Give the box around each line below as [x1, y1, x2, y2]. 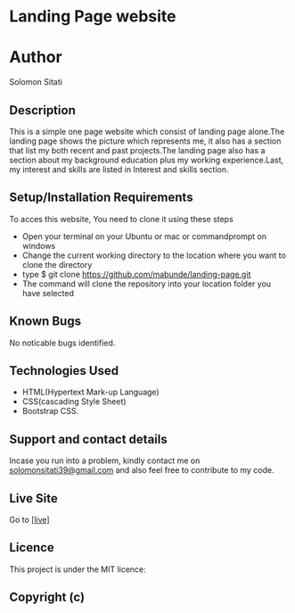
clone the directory [21, 259, 93, 269]
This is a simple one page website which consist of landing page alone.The [9, 126, 285, 137]
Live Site [9, 491, 58, 506]
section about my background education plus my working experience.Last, [9, 154, 284, 165]
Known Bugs [9, 314, 82, 329]
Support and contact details [9, 431, 168, 447]
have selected [21, 287, 74, 298]
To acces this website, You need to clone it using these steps [9, 213, 234, 224]
